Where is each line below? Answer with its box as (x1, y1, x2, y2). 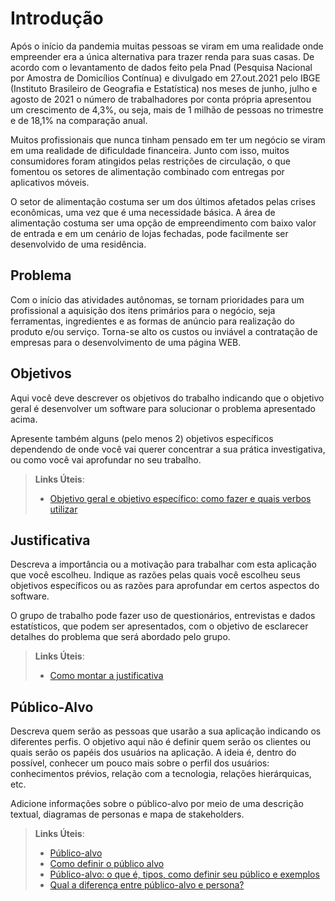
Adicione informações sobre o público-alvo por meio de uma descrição (10, 798, 304, 810)
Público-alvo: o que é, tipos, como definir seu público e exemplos (49, 868, 320, 881)
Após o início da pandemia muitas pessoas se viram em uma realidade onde (10, 40, 324, 52)
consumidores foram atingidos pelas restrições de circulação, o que (10, 155, 291, 167)
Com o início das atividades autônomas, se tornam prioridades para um (10, 293, 305, 306)
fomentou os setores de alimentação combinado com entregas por (10, 165, 285, 177)
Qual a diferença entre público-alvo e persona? (49, 879, 245, 891)
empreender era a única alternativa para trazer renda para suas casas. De (10, 50, 315, 62)
